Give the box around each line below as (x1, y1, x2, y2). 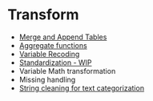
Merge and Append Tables (18, 32, 107, 42)
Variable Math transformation (18, 66, 116, 75)
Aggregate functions (18, 40, 87, 50)
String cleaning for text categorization (18, 83, 145, 93)
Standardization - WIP (18, 58, 93, 67)
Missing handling (18, 75, 76, 84)
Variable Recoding (18, 49, 80, 59)
